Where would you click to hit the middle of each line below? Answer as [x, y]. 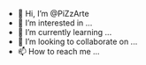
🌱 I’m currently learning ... [65, 32]
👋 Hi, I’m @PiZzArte [54, 14]
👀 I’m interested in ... [55, 23]
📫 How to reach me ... [58, 51]
